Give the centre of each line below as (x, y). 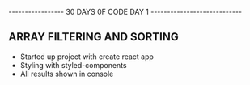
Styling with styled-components (73, 65)
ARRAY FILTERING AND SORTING (94, 37)
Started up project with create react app (87, 57)
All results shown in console (67, 74)
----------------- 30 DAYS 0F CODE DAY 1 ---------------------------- (125, 12)
